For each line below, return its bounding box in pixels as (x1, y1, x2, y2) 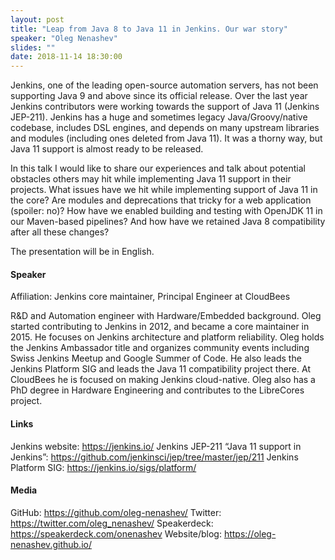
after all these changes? (10, 226, 110, 238)
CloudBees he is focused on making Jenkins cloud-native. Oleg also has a (10, 374, 316, 386)
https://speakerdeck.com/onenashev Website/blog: (10, 527, 222, 540)
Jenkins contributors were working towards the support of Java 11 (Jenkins (10, 101, 320, 113)
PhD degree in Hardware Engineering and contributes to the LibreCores (10, 384, 305, 396)
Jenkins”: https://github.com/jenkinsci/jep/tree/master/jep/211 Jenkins (10, 451, 299, 463)
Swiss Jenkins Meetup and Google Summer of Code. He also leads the (10, 352, 302, 365)
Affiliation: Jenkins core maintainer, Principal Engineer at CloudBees (10, 291, 291, 303)
